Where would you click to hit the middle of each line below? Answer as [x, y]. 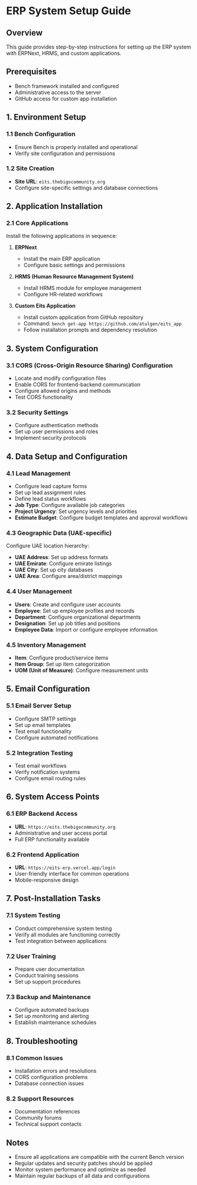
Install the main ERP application [62, 259]
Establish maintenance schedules [55, 1022]
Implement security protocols [51, 438]
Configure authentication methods [56, 425]
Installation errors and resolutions [55, 1071]
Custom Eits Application [45, 306]
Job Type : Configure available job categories [70, 505]
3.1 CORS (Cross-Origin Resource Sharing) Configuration [90, 365]
